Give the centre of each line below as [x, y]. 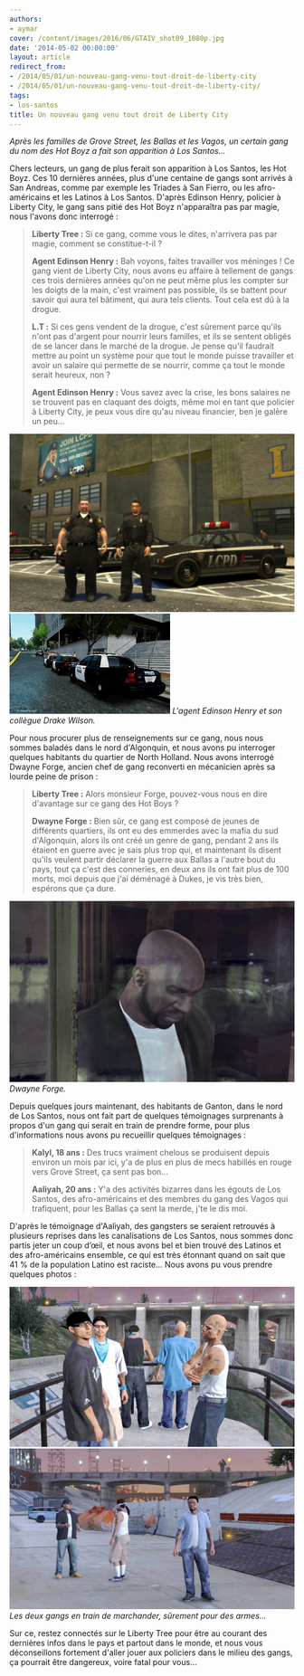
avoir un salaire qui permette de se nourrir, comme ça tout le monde [158, 366]
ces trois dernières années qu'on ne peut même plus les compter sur [160, 281]
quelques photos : [43, 1274]
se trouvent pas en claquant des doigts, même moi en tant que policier [163, 402]
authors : [26, 19]
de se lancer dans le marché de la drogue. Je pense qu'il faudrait [152, 346]
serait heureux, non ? [71, 375]
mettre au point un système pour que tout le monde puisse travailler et [162, 356]
